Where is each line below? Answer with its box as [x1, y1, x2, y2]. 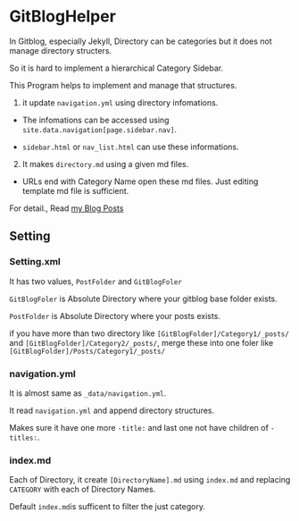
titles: [9, 433, 38, 442]
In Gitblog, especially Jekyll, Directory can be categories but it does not [9, 36, 272, 46]
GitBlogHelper [9, 6, 116, 27]
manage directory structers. [9, 45, 112, 55]
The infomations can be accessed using [21, 114, 170, 125]
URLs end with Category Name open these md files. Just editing [21, 176, 259, 187]
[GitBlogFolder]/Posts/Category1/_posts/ [9, 347, 166, 356]
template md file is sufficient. [21, 185, 129, 196]
